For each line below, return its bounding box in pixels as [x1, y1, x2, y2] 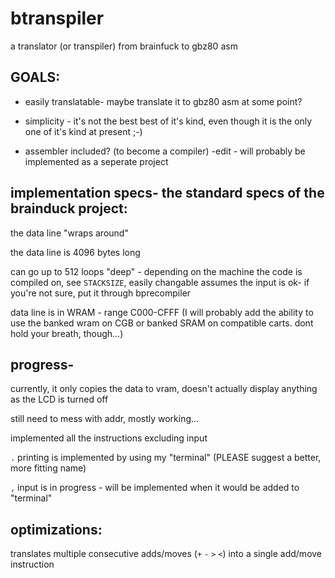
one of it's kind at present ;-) [24, 125, 143, 137]
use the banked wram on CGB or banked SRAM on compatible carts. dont [10, 317, 314, 329]
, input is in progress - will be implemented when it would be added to [10, 482, 300, 494]
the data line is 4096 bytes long [10, 246, 141, 258]
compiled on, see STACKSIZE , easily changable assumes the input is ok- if [10, 276, 310, 288]
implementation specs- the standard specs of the [10, 185, 325, 202]
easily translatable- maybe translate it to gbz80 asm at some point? [24, 95, 303, 107]
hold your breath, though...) [10, 327, 124, 339]
